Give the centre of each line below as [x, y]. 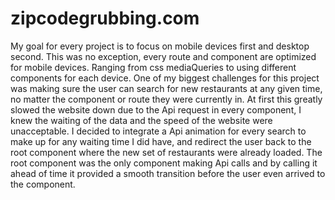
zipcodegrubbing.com [105, 18]
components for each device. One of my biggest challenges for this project [165, 78]
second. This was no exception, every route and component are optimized [163, 56]
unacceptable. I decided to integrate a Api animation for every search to [158, 131]
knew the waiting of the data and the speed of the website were [141, 120]
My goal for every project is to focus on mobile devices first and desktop [160, 46]
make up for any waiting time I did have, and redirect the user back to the [161, 141]
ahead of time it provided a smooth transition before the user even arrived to [168, 173]
